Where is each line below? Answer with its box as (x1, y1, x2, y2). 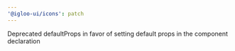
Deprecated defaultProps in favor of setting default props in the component (7, 29, 229, 38)
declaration (7, 36, 40, 45)
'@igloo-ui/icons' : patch (7, 10, 84, 17)
